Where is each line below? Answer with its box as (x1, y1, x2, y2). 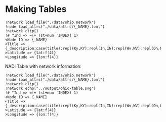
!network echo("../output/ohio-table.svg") (5, 86, 96, 91)
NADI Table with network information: (5, 63, 82, 69)
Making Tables (5, 3, 67, 15)
